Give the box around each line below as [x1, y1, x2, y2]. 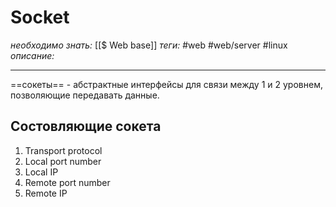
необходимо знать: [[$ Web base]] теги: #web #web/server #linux [10, 39, 288, 51]
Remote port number [24, 176, 111, 188]
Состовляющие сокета [10, 118, 162, 135]
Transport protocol [24, 144, 103, 156]
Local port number [24, 155, 102, 167]
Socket [10, 6, 70, 29]
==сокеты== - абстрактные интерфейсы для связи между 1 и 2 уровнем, [10, 78, 323, 90]
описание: [10, 49, 55, 61]
